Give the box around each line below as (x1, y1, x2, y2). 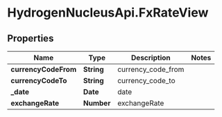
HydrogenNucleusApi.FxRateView (7, 5, 209, 21)
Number (83, 98, 111, 108)
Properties (7, 33, 54, 44)
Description (130, 53, 171, 62)
